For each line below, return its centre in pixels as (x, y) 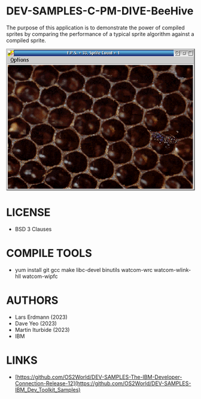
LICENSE (28, 212)
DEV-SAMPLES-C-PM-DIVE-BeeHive (100, 11)
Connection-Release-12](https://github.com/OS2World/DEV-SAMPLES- (103, 383)
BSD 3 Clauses (33, 229)
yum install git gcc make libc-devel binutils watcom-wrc (83, 270)
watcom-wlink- (172, 270)
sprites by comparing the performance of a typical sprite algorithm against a (100, 34)
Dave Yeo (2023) (36, 323)
